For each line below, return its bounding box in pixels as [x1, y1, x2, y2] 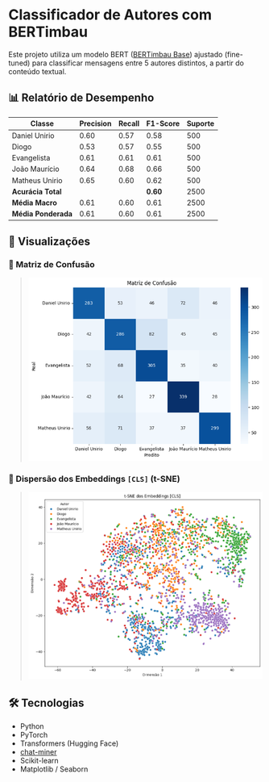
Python [19, 721, 44, 731]
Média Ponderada [11, 209, 72, 219]
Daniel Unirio [11, 131, 55, 140]
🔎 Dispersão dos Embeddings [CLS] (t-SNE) [8, 474, 180, 485]
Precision [79, 119, 112, 128]
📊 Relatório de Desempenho [8, 91, 155, 105]
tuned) [8, 58, 31, 68]
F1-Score [146, 119, 180, 128]
